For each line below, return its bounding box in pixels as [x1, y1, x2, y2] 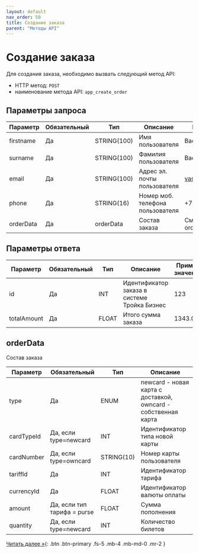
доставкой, [140, 393, 173, 401]
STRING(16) [94, 199, 130, 207]
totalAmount [9, 314, 43, 322]
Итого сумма [123, 310, 161, 319]
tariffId [9, 470, 28, 478]
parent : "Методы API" [6, 25, 60, 31]
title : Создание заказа [6, 20, 65, 26]
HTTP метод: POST [14, 82, 60, 89]
